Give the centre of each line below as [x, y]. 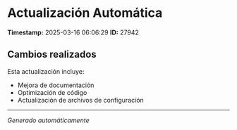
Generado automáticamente [48, 120]
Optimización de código [52, 92]
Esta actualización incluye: [46, 71]
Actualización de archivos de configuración [81, 100]
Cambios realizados [52, 54]
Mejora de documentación [56, 85]
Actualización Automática [85, 13]
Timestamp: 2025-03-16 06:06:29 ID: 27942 [73, 32]
